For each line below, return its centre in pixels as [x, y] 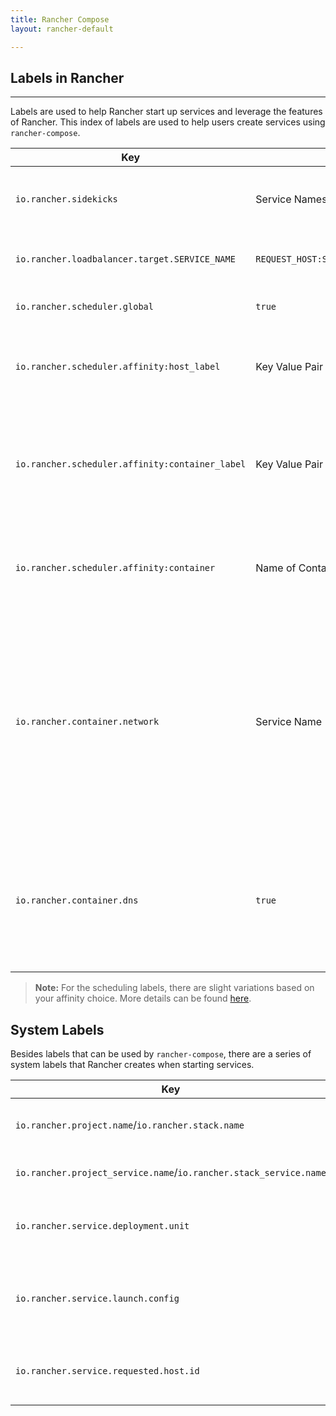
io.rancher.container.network [87, 722]
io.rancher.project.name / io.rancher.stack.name [130, 1125]
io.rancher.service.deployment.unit [102, 1226]
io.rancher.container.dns [77, 900]
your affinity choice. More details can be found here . [143, 998]
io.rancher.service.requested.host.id [107, 1371]
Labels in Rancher [67, 77]
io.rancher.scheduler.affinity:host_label [118, 367]
